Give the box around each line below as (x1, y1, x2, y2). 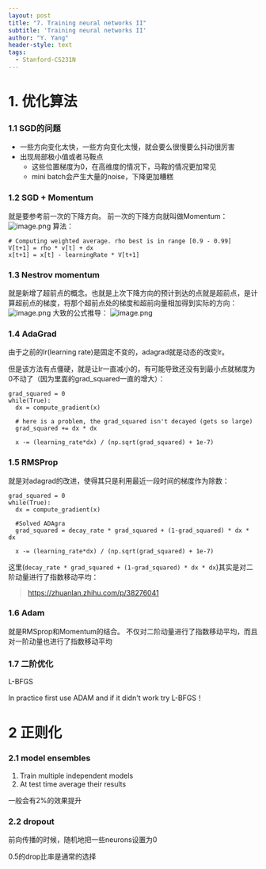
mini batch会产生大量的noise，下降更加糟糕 (31, 172, 174, 182)
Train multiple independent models (19, 771, 134, 780)
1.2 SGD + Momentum (8, 192, 93, 203)
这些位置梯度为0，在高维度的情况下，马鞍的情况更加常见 (31, 162, 217, 171)
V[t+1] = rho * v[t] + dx (8, 243, 93, 252)
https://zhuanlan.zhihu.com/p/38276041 (27, 588, 160, 597)
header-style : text (8, 41, 73, 49)
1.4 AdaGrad (8, 328, 57, 339)
